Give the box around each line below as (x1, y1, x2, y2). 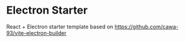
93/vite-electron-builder (6, 29, 67, 36)
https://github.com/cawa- (114, 23, 179, 30)
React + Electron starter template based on (6, 23, 114, 30)
